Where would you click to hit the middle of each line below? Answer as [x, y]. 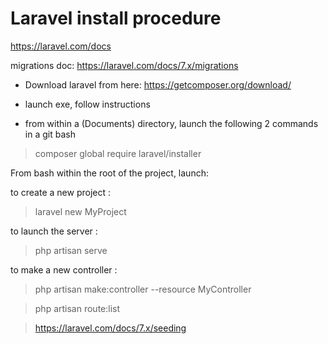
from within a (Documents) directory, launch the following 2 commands [171, 123]
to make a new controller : [64, 269]
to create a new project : [60, 192]
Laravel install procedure [116, 18]
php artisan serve [71, 250]
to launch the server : [54, 231]
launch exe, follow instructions [87, 104]
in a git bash [50, 134]
